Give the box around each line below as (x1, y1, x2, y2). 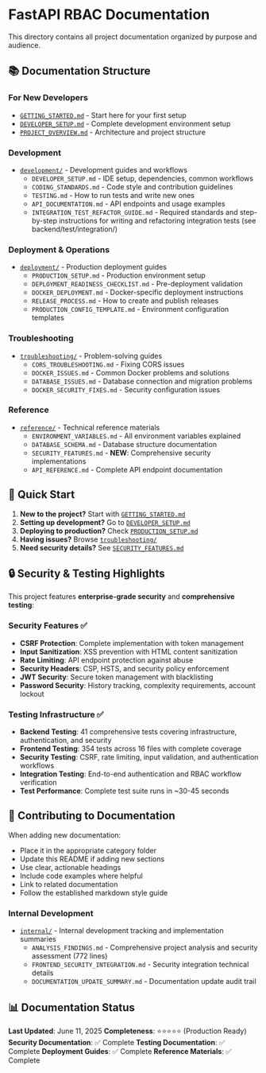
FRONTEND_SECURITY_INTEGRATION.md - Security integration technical (31, 960, 249, 970)
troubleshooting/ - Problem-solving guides (19, 351, 163, 360)
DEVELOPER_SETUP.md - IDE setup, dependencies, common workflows (31, 173, 254, 183)
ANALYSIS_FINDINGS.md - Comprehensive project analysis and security (31, 943, 258, 952)
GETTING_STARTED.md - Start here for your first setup (19, 110, 187, 120)
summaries (19, 935, 57, 944)
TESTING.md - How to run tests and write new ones (31, 190, 195, 200)
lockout (19, 689, 45, 698)
